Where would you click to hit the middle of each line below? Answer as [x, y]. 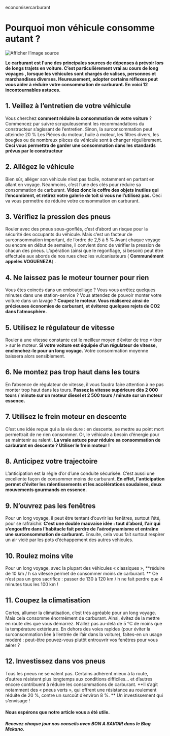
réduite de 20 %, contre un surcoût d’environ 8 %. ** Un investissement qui [84, 695]
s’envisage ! [18, 700]
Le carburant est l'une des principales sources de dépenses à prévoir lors [84, 63]
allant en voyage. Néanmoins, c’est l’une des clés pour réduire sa [73, 184]
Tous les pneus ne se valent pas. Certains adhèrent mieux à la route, [77, 673]
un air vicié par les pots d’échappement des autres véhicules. [69, 540]
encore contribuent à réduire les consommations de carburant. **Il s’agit [82, 684]
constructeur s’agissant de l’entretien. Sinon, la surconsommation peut [79, 129]
